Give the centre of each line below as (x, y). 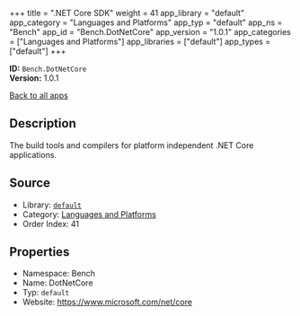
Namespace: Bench (59, 274)
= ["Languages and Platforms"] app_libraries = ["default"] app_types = (140, 41)
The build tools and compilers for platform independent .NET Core (132, 145)
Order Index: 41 (51, 224)
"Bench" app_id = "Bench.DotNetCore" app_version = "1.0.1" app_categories (150, 32)
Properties (40, 252)
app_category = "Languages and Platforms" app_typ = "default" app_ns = (146, 22)
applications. (33, 154)
